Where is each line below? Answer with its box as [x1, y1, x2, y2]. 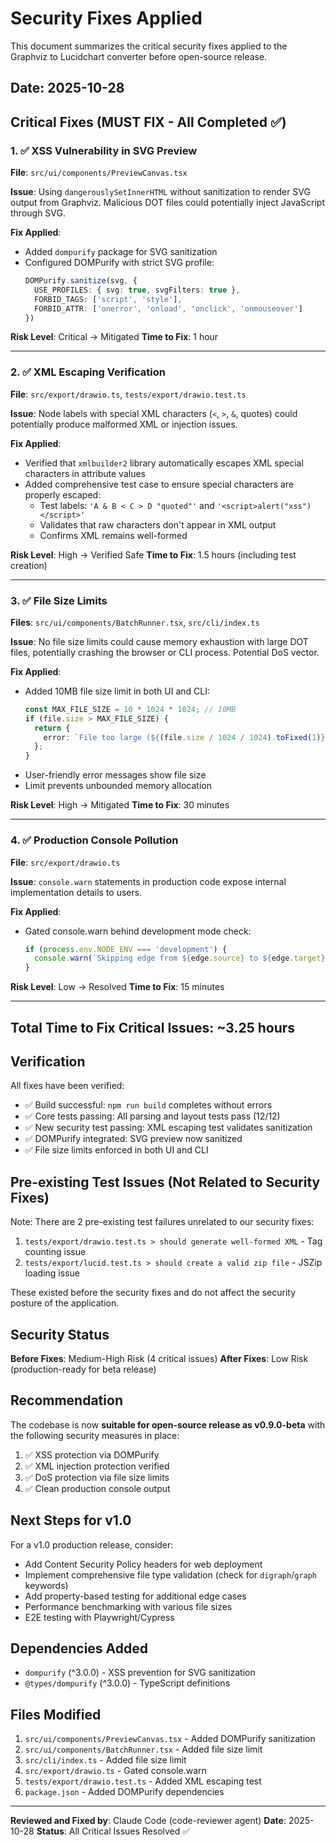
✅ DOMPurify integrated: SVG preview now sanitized [24, 1133, 243, 1145]
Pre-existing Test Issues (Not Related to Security [10, 1173, 321, 1191]
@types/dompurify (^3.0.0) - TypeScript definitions [24, 1677, 231, 1689]
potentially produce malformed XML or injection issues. [10, 418, 238, 430]
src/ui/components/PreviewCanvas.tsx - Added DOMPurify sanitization [24, 1733, 316, 1745]
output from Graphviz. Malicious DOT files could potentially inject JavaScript [10, 197, 325, 209]
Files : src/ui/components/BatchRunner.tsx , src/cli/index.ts [10, 616, 260, 628]
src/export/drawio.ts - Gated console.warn [24, 1765, 207, 1777]
